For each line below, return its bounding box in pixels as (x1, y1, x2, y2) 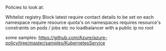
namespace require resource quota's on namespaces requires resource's (5, 20, 161, 25)
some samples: (5, 35, 38, 40)
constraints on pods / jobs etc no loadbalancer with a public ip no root (5, 25, 154, 31)
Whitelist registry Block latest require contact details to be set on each (5, 14, 154, 20)
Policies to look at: (5, 5, 44, 10)
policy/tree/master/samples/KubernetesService (5, 40, 105, 46)
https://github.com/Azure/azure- (38, 35, 108, 40)
